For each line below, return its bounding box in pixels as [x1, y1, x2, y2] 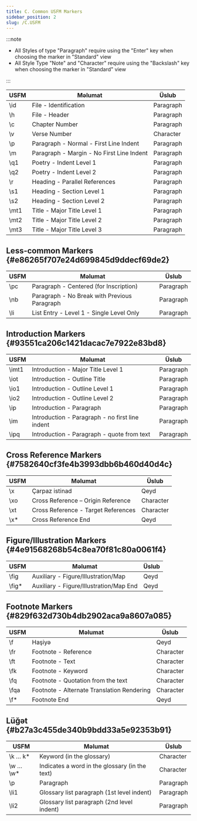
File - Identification [32, 101, 85, 110]
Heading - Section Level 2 [32, 197, 105, 205]
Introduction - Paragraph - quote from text [32, 431, 151, 438]
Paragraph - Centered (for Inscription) [32, 282, 138, 290]
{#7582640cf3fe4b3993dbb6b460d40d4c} [6, 459, 173, 469]
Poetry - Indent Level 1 [32, 158, 97, 167]
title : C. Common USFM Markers [6, 8, 83, 15]
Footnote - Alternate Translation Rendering [32, 686, 151, 694]
